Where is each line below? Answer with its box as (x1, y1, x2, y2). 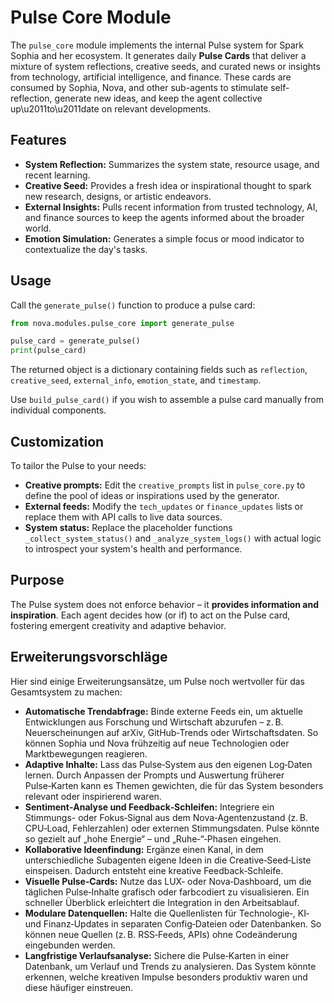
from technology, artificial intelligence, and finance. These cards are (10, 71, 292, 83)
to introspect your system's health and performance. (24, 543, 243, 555)
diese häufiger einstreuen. (24, 981, 134, 993)
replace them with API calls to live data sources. (24, 511, 223, 523)
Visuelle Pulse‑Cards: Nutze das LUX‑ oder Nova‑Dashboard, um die (24, 875, 312, 887)
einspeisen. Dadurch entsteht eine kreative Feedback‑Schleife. (24, 864, 284, 876)
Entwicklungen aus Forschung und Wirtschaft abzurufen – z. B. (24, 716, 284, 728)
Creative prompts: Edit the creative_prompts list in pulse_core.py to (24, 479, 306, 491)
